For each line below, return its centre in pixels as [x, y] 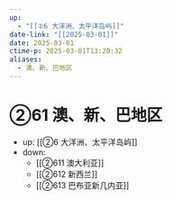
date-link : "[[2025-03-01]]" [64, 34]
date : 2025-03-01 [42, 43]
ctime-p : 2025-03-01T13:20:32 [66, 51]
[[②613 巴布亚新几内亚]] [82, 185]
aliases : [26, 59]
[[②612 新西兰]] [67, 174]
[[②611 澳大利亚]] [70, 162]
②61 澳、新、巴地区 [86, 116]
